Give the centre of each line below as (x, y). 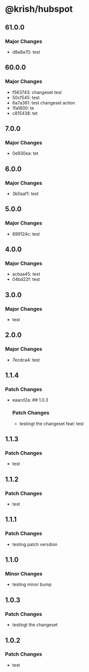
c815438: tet (25, 113)
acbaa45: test (26, 274)
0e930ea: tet (25, 153)
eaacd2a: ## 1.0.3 (30, 400)
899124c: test (26, 234)
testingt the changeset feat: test (52, 423)
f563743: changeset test (37, 92)
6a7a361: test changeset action (44, 102)
